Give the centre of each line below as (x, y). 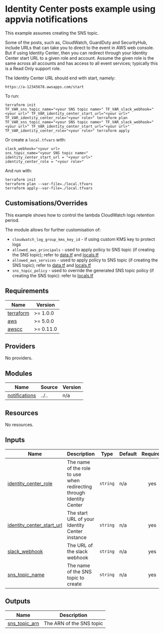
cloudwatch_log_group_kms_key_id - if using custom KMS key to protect (83, 239)
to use (74, 474)
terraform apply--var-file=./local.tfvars (49, 188)
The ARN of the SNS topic (73, 623)
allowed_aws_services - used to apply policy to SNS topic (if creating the (85, 260)
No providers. (19, 358)
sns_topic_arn (23, 623)
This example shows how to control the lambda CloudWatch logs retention (80, 215)
